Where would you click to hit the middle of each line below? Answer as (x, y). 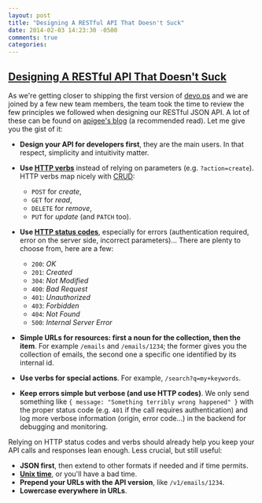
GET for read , (52, 200)
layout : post (30, 15)
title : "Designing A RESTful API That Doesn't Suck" (96, 23)
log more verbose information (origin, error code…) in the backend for (133, 418)
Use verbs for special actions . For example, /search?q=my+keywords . (130, 378)
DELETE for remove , (62, 208)
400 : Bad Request (59, 289)
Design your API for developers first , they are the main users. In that (131, 144)
